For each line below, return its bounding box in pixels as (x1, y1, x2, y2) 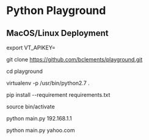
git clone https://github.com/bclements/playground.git (6, 56, 143, 63)
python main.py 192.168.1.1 (6, 115, 72, 122)
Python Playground (6, 4, 106, 18)
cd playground (6, 68, 43, 75)
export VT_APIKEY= (6, 44, 56, 51)
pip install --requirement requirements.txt (6, 91, 111, 98)
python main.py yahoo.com (6, 127, 75, 134)
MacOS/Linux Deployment (6, 28, 109, 38)
